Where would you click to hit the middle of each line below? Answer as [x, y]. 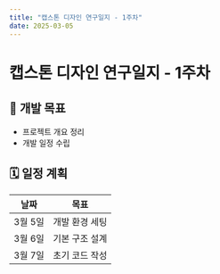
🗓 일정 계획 [39, 174]
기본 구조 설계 [80, 239]
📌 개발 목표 [38, 108]
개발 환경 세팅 [80, 222]
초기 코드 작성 [80, 255]
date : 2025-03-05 [41, 26]
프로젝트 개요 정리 [53, 131]
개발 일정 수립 [46, 143]
